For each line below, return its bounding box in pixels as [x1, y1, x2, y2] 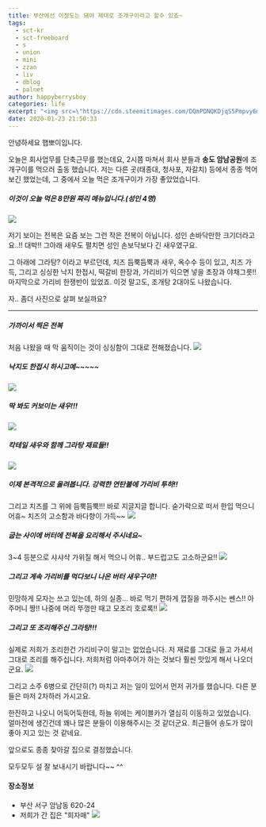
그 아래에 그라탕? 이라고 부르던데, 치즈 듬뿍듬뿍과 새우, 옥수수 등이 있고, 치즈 [8, 257, 244, 267]
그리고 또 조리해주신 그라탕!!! [8, 623, 97, 633]
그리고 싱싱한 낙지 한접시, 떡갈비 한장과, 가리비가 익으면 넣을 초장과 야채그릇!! [18, 267, 257, 276]
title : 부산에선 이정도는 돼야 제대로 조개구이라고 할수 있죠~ [8, 11, 183, 20]
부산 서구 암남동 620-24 [19, 800, 96, 810]
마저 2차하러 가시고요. [22, 691, 91, 701]
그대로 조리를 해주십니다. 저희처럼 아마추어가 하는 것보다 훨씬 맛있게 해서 [8, 654, 232, 664]
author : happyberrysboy [8, 93, 87, 101]
